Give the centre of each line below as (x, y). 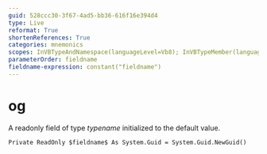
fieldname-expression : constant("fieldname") (85, 67)
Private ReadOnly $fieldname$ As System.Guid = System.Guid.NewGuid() (128, 142)
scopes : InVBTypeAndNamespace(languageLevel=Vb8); (94, 52)
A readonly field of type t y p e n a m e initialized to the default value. (114, 128)
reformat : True (33, 30)
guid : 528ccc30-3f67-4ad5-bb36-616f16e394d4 (83, 15)
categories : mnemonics (46, 45)
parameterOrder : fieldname (53, 60)
